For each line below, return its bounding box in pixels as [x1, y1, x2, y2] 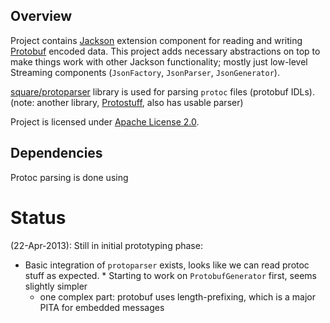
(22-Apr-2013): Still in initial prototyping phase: [10, 239, 203, 251]
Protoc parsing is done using [10, 171, 129, 183]
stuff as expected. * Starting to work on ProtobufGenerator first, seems [24, 269, 317, 281]
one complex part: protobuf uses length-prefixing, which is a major [39, 290, 316, 303]
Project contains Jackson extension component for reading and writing [10, 34, 303, 46]
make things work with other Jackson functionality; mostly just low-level [10, 55, 308, 68]
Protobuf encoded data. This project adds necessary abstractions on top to [10, 45, 321, 57]
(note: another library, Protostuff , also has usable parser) [10, 96, 244, 108]
